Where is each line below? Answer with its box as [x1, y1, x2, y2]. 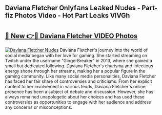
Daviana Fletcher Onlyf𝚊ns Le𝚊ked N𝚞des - [5, 4, 141, 12]
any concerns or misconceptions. [5, 104, 72, 110]
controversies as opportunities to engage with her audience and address [5, 99, 151, 105]
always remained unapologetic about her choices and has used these [5, 94, 145, 99]
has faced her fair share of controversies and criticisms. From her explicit [5, 78, 152, 84]
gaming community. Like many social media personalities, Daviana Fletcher [5, 73, 156, 79]
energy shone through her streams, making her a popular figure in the [5, 68, 145, 74]
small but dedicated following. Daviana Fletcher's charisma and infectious [5, 63, 154, 69]
